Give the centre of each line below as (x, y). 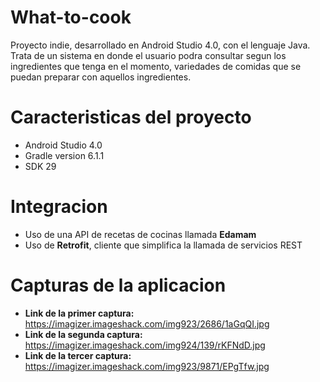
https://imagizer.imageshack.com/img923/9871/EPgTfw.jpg (147, 366)
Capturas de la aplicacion (118, 285)
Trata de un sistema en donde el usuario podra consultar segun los (148, 55)
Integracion (59, 207)
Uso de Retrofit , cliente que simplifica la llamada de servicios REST (163, 245)
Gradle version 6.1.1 (64, 155)
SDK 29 (40, 166)
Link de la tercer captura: (78, 355)
